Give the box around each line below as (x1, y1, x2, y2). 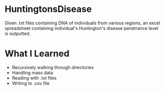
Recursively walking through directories (11, 64, 94, 70)
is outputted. (4, 30, 31, 36)
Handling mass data (11, 70, 53, 76)
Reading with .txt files (11, 75, 57, 81)
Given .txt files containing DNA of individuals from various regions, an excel (4, 20, 160, 26)
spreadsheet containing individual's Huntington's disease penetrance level (4, 25, 158, 31)
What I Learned (4, 48, 69, 59)
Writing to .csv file (11, 80, 49, 86)
